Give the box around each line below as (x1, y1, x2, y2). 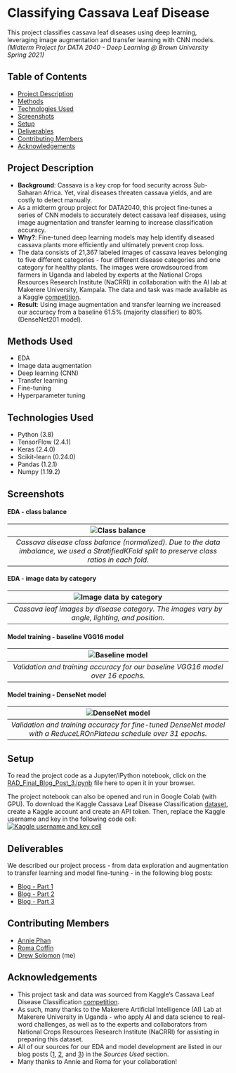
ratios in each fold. (87, 555, 149, 565)
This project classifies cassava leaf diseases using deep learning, (7, 28, 197, 37)
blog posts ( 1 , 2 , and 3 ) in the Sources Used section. (17, 1050, 169, 1058)
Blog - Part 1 (17, 883, 54, 891)
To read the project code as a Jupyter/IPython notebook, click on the (7, 771, 206, 780)
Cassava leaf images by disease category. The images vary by (13, 604, 223, 614)
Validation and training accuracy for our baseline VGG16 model (13, 662, 223, 672)
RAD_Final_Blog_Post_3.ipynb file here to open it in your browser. (7, 779, 195, 787)
